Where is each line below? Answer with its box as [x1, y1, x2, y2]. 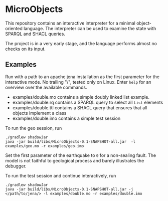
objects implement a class [12, 110, 67, 116]
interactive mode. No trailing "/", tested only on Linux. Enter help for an [5, 79, 151, 85]
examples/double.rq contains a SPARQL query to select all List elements [12, 99, 163, 105]
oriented [5, 25, 23, 31]
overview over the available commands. [5, 84, 88, 90]
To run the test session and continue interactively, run [5, 172, 116, 178]
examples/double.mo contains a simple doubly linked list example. [12, 94, 149, 100]
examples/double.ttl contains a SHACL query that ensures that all [12, 104, 147, 111]
